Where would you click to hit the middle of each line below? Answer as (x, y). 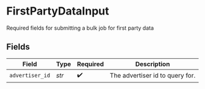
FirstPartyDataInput (58, 11)
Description (153, 64)
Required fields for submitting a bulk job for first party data (80, 28)
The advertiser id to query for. (153, 76)
